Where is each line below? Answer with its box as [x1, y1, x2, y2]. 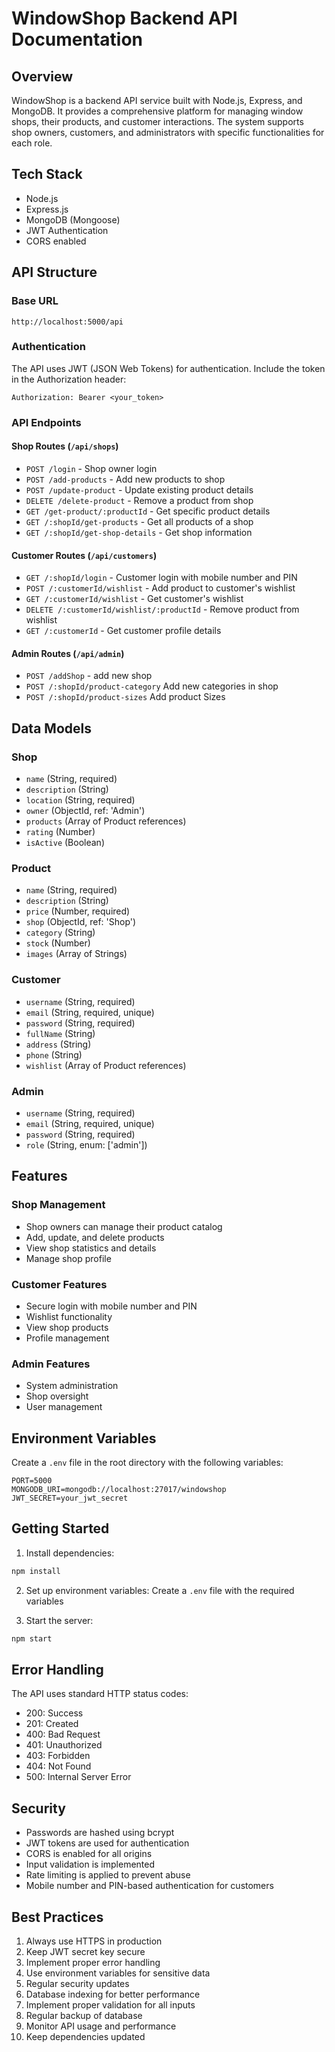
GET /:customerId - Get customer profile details [25, 625, 222, 637]
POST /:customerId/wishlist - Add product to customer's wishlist [25, 582, 296, 594]
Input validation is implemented [25, 1858, 156, 1871]
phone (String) [25, 1048, 83, 1061]
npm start [11, 1633, 53, 1644]
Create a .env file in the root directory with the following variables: [11, 1457, 284, 1468]
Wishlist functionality [25, 1310, 113, 1322]
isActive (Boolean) [25, 837, 105, 849]
